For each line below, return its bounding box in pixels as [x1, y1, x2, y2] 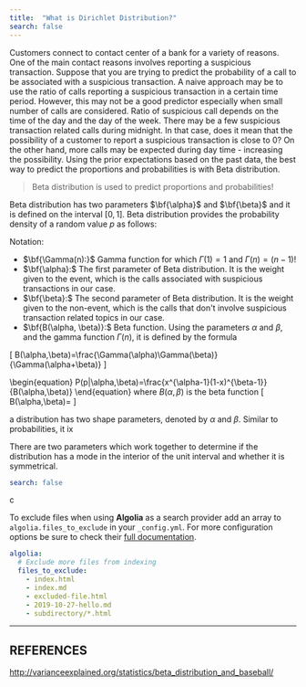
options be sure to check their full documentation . [9, 532, 198, 543]
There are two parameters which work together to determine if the [9, 440, 259, 452]
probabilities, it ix [9, 423, 74, 434]
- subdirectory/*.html [25, 608, 112, 618]
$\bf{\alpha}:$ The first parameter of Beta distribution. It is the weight [22, 263, 285, 274]
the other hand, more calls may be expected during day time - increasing [9, 143, 283, 155]
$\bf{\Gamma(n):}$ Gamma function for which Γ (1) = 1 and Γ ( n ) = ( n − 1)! [22, 253, 297, 265]
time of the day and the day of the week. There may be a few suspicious [9, 115, 280, 126]
